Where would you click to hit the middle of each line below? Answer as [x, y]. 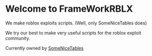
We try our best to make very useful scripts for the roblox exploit [73, 33]
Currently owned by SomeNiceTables [45, 48]
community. [18, 38]
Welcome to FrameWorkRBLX [69, 9]
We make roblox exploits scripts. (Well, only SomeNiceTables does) [76, 23]
